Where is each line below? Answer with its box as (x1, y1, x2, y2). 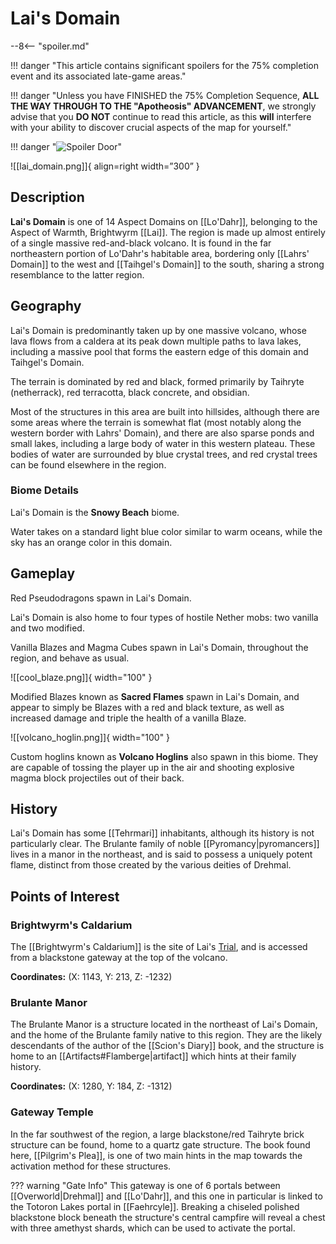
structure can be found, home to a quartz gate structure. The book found (10, 1138, 311, 1151)
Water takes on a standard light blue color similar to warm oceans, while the (10, 525, 323, 537)
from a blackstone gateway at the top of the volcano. (10, 952, 228, 964)
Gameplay (10, 565, 76, 582)
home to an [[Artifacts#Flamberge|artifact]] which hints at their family (10, 1050, 297, 1062)
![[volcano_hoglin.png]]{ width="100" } (10, 731, 171, 743)
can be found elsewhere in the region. (10, 458, 167, 471)
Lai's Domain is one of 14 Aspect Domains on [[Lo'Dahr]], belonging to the (10, 215, 318, 227)
